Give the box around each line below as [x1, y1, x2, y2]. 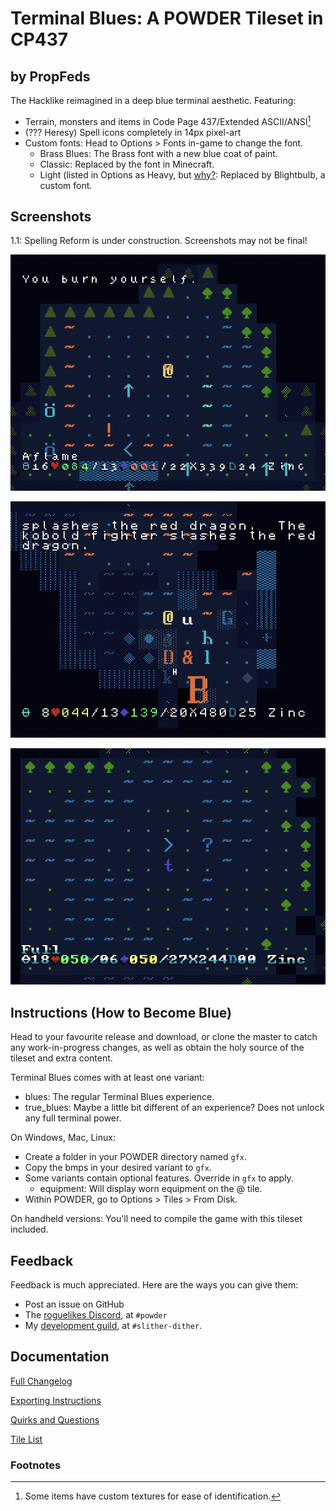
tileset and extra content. [10, 1052, 113, 1064]
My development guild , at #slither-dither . [24, 1320, 203, 1332]
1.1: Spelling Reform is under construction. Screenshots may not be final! [10, 235, 308, 247]
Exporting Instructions [10, 1394, 102, 1406]
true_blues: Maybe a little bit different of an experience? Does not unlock [24, 1102, 325, 1114]
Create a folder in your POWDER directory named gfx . [24, 1151, 247, 1163]
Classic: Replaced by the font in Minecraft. [39, 158, 215, 170]
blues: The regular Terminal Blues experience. [24, 1091, 215, 1103]
